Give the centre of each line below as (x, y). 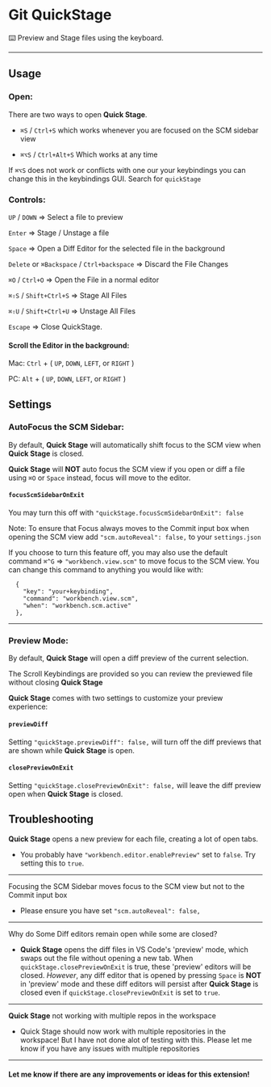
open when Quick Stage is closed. (66, 794)
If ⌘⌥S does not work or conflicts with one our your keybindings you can (127, 170)
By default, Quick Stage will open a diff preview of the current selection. (129, 658)
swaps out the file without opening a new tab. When (106, 958)
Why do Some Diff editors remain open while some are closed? (113, 933)
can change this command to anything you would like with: (106, 570)
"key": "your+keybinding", (68, 592)
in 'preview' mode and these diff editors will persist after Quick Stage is (139, 984)
